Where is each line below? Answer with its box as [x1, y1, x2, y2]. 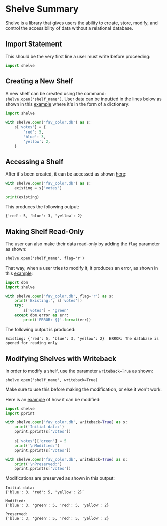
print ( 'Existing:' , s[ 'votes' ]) [14, 298, 82, 303]
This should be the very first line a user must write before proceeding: [5, 53, 151, 59]
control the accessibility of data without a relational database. [5, 25, 134, 31]
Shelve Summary [5, 3, 79, 15]
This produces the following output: [5, 204, 79, 210]
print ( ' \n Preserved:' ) [14, 461, 62, 467]
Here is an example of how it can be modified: [5, 396, 101, 402]
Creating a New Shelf [5, 77, 73, 86]
